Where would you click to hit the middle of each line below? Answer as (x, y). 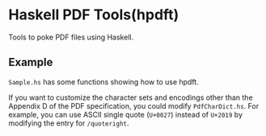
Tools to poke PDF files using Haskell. (71, 37)
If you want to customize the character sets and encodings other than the (131, 97)
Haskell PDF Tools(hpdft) (94, 15)
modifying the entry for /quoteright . (69, 123)
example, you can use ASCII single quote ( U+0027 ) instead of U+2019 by (125, 114)
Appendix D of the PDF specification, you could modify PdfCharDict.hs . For (134, 105)
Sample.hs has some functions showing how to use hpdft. (104, 81)
